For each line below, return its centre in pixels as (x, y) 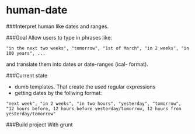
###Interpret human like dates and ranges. (58, 26)
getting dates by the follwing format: (58, 93)
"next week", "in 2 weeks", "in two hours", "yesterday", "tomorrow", (94, 103)
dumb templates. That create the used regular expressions (85, 87)
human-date (37, 10)
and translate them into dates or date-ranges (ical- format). (77, 64)
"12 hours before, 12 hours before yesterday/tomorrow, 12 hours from (94, 108)
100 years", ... (26, 53)
